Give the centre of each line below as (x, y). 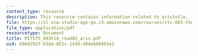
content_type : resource (35, 11)
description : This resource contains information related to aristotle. (97, 17)
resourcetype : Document (35, 33)
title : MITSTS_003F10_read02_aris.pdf (54, 38)
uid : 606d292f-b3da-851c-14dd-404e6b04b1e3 (60, 44)
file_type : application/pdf (41, 28)
